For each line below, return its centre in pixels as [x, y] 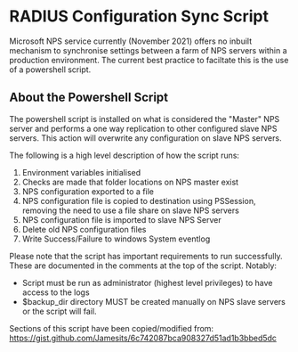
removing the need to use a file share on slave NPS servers [131, 210]
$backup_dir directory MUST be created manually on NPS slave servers [154, 301]
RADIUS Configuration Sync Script [139, 16]
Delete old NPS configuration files [84, 229]
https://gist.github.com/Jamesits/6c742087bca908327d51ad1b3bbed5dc [143, 338]
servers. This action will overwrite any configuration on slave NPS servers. [145, 138]
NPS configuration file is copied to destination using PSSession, [139, 201]
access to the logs [56, 292]
